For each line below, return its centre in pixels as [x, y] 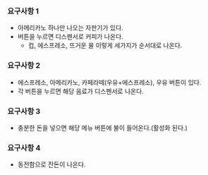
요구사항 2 [24, 66]
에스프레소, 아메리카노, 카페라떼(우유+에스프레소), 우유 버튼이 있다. [109, 82]
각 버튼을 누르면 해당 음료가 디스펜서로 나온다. [81, 91]
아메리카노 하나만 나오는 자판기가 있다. [70, 28]
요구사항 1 [23, 11]
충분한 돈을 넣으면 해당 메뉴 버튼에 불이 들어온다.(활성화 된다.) [103, 128]
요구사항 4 [24, 147]
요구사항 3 [24, 111]
